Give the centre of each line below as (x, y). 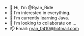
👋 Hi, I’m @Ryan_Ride (31, 8)
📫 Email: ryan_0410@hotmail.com (44, 28)
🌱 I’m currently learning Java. (40, 18)
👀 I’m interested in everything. (40, 13)
